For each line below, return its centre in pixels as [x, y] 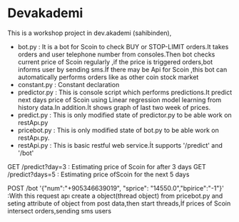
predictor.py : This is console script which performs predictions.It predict [125, 92]
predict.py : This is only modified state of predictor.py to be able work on [124, 115]
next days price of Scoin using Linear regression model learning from [119, 100]
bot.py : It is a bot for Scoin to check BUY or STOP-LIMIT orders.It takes [123, 46]
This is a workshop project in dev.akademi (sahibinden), [90, 33]
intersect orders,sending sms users [60, 211]
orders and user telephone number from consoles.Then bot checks [116, 54]
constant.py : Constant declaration [68, 84]
